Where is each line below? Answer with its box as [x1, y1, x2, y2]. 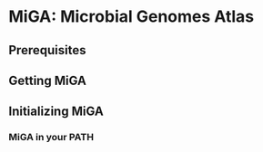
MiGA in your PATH [8, 131, 95, 144]
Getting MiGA [8, 72, 87, 88]
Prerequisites [8, 43, 86, 58]
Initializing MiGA [8, 104, 104, 119]
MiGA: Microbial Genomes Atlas [8, 6, 255, 27]
